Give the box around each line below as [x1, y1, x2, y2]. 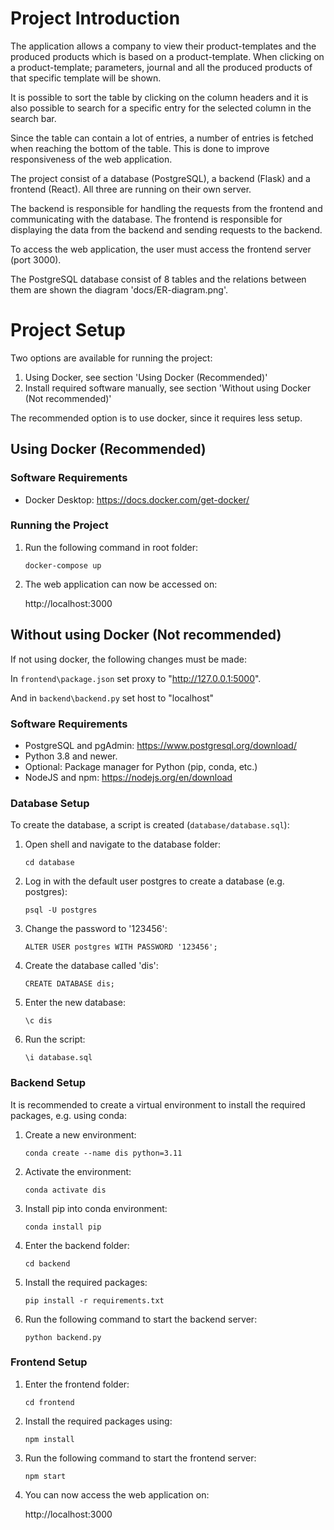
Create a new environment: [24, 1128, 137, 1141]
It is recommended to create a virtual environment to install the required [10, 1098, 306, 1111]
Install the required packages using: [24, 1415, 173, 1427]
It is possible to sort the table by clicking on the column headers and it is [10, 91, 309, 103]
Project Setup [10, 319, 127, 342]
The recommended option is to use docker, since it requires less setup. [10, 412, 303, 424]
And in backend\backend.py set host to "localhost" [10, 692, 215, 704]
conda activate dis [24, 1185, 107, 1195]
